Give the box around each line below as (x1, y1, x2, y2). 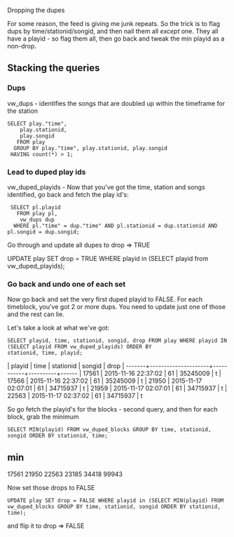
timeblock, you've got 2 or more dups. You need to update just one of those (7, 303, 226, 311)
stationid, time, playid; (7, 350, 83, 357)
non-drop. (7, 42, 36, 50)
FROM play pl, (16, 210, 58, 217)
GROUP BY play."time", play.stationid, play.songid (13, 144, 168, 151)
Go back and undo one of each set (7, 279, 126, 289)
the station (7, 107, 39, 115)
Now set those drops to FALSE (7, 484, 95, 492)
